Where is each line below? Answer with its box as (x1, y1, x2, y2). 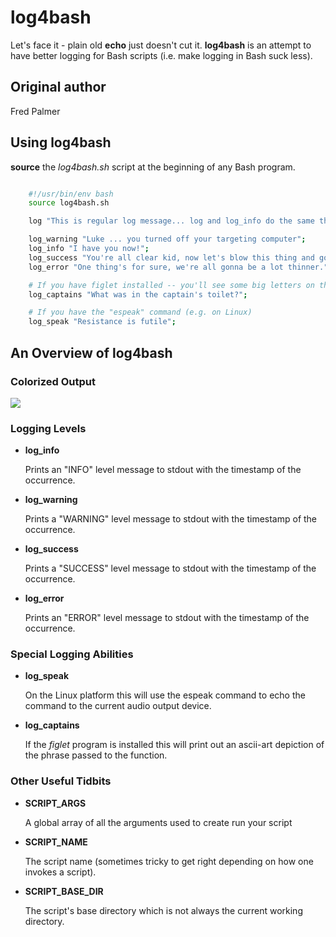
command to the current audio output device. (24, 700, 212, 712)
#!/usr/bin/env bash (28, 189, 114, 199)
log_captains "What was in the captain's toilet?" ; (28, 289, 248, 300)
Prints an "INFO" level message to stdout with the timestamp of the (24, 464, 302, 476)
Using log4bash (10, 134, 112, 151)
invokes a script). (24, 866, 97, 878)
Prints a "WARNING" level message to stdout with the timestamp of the (24, 513, 318, 525)
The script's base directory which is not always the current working (24, 904, 303, 916)
